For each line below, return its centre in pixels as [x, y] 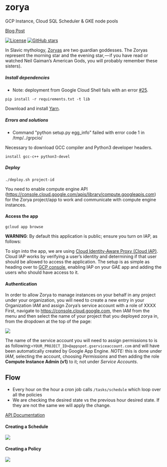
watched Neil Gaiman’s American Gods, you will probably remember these [82, 60]
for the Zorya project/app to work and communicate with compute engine [81, 199]
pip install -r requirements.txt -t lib [48, 99]
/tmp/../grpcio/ [27, 138]
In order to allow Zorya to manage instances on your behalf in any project [81, 295]
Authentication [21, 284]
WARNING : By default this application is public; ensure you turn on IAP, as [82, 236]
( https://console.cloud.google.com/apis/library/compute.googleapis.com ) [81, 194]
